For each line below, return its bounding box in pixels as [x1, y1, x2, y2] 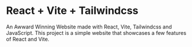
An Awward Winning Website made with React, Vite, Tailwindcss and [6, 23, 172, 30]
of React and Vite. [6, 35, 50, 42]
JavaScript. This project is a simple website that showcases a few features [6, 29, 187, 36]
